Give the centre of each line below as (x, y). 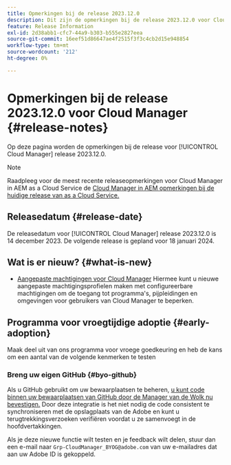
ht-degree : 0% (27, 58)
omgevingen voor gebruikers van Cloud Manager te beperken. (106, 301)
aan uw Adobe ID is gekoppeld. (52, 454)
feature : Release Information (51, 26)
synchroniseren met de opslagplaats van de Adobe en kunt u (93, 412)
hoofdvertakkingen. (35, 426)
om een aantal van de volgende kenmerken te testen (81, 357)
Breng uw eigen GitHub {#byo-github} (72, 375)
